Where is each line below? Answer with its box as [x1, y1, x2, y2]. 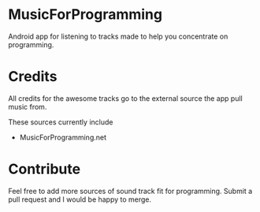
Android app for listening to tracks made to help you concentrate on [8, 32, 228, 41]
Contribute [8, 160, 81, 178]
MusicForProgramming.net [19, 132, 107, 142]
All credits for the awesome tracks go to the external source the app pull [8, 93, 243, 103]
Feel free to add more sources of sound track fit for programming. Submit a [8, 186, 253, 195]
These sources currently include [8, 117, 113, 127]
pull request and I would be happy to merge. [8, 195, 152, 204]
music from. [8, 102, 47, 111]
